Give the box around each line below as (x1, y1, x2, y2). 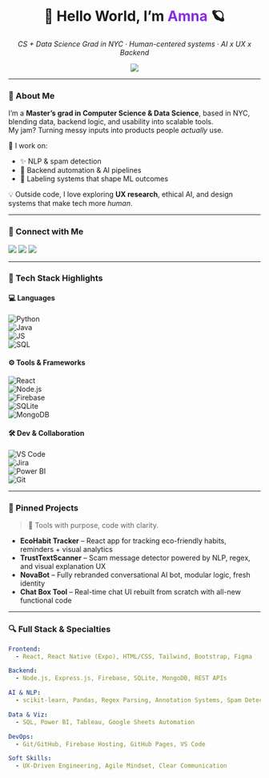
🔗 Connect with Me (8, 226, 84, 237)
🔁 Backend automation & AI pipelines (19, 166, 142, 175)
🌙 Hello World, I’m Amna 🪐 (43, 7, 226, 26)
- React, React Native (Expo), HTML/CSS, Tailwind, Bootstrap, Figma (15, 652, 252, 660)
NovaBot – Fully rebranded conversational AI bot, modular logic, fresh (19, 570, 251, 580)
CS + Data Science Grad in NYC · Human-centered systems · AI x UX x (17, 38, 252, 49)
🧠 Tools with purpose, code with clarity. (27, 521, 159, 530)
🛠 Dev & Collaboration (8, 429, 85, 438)
